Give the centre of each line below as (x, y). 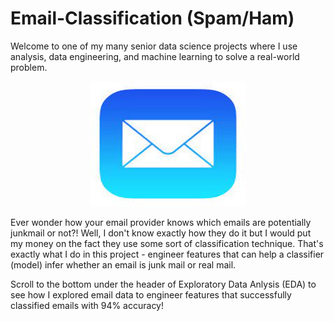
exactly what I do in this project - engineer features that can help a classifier (167, 254)
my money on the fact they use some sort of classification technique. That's (167, 243)
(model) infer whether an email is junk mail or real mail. (123, 264)
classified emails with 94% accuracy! (87, 305)
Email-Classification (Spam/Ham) (152, 18)
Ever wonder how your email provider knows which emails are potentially (161, 222)
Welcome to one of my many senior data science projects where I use (154, 46)
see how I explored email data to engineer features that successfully (151, 294)
